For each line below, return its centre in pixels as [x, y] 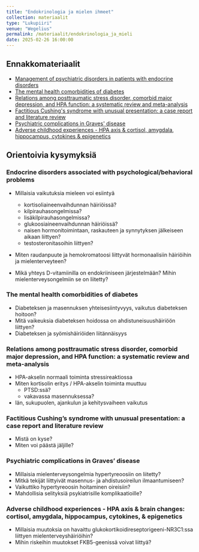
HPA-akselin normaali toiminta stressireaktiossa [74, 377]
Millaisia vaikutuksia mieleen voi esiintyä [65, 193]
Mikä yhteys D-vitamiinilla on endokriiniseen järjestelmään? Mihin [96, 273]
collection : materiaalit [37, 17]
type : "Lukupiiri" [29, 23]
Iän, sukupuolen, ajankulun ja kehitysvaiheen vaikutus [81, 403]
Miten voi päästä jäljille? [44, 445]
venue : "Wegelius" [29, 29]
